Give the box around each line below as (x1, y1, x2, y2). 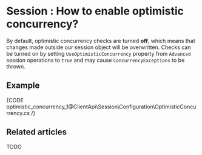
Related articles (6, 127, 67, 137)
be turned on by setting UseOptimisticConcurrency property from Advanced (6, 50, 191, 57)
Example (6, 81, 40, 91)
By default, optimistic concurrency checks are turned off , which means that (6, 37, 195, 44)
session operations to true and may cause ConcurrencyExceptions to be (6, 56, 185, 64)
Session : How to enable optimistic (6, 4, 184, 18)
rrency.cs (6, 109, 30, 116)
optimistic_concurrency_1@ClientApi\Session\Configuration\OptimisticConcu (6, 103, 197, 110)
